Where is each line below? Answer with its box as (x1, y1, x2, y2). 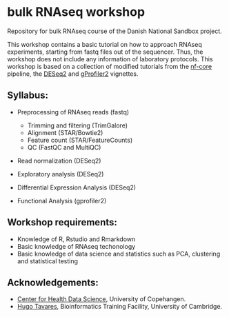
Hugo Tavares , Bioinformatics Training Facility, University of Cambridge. (17, 303, 223, 311)
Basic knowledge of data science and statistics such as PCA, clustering (17, 249, 221, 258)
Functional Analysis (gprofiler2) (17, 196, 107, 205)
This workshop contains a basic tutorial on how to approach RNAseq (7, 40, 202, 48)
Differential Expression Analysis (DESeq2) (17, 183, 137, 192)
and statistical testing (17, 256, 78, 265)
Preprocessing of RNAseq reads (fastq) (17, 108, 130, 116)
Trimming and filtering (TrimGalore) (27, 121, 128, 130)
